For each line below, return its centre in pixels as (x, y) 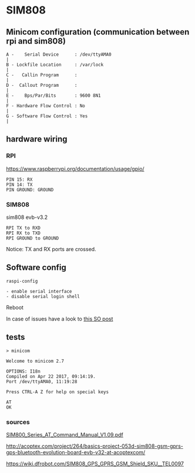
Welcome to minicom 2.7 (35, 361)
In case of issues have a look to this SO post (60, 319)
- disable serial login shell (43, 296)
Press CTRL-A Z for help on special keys (58, 392)
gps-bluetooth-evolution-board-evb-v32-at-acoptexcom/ (76, 452)
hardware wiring (37, 139)
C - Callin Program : (42, 75)
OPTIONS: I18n (23, 371)
